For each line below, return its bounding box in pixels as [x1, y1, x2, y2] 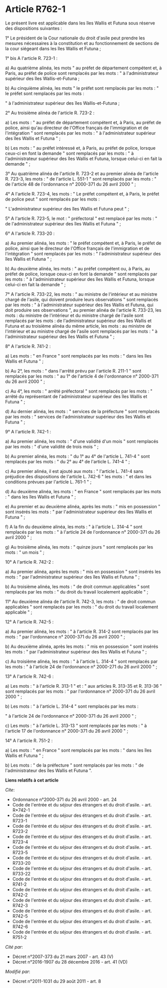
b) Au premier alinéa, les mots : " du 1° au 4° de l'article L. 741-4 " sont [5, 453, 150, 459]
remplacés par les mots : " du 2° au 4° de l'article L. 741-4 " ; [5, 458, 130, 464]
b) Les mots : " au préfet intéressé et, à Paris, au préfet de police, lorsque [5, 145, 156, 151]
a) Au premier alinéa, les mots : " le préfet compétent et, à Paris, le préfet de [5, 240, 162, 246]
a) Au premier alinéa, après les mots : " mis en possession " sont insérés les [5, 569, 161, 575]
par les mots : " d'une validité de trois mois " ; [5, 443, 99, 449]
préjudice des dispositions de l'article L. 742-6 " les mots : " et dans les [5, 473, 152, 479]
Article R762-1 [5, 3, 66, 15]
